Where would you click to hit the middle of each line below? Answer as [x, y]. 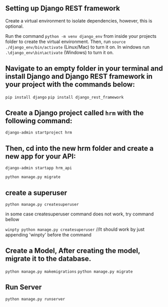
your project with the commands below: [70, 85]
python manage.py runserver [35, 299]
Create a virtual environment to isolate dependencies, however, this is [79, 20]
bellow [12, 220]
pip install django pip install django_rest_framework [65, 97]
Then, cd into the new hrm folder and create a [79, 148]
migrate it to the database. [48, 259]
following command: [39, 121]
